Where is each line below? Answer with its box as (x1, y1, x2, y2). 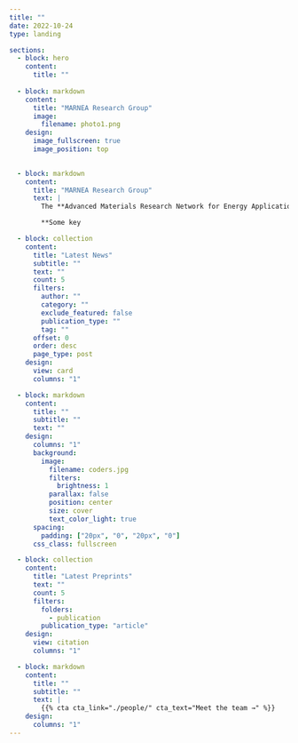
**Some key (41, 219, 82, 228)
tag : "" (41, 325, 69, 334)
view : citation (32, 638, 90, 647)
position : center (48, 499, 114, 507)
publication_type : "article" (41, 621, 149, 631)
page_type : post (32, 350, 93, 359)
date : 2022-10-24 (9, 21, 74, 30)
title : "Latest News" (32, 251, 114, 260)
